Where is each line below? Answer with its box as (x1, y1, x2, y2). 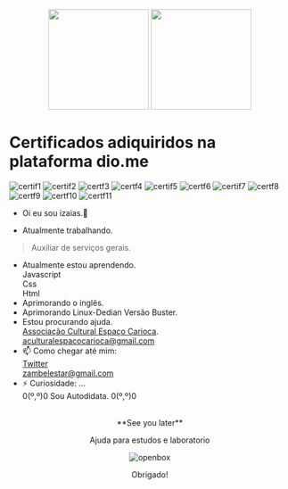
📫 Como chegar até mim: (21, 345, 118, 356)
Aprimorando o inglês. (21, 297, 104, 308)
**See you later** (116, 417, 184, 427)
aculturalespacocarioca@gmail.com (21, 335, 155, 346)
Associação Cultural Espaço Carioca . (21, 326, 159, 336)
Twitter (21, 358, 49, 369)
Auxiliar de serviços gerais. (30, 242, 132, 253)
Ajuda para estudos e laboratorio (89, 435, 210, 445)
